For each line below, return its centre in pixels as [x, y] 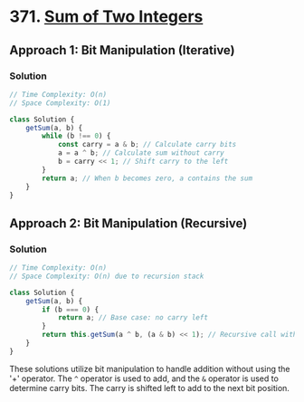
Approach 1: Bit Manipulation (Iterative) [122, 50]
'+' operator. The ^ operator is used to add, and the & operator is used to [144, 378]
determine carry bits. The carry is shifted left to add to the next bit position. [149, 388]
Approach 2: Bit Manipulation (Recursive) [128, 223]
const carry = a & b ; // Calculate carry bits [147, 145]
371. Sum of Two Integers [106, 17]
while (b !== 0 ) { [76, 136]
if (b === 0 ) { [71, 310]
